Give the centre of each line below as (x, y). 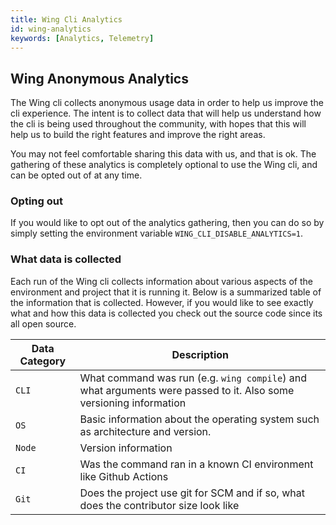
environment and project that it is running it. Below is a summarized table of (166, 292)
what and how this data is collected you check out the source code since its (166, 313)
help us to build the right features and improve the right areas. (138, 135)
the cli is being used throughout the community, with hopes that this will (158, 124)
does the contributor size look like (159, 505)
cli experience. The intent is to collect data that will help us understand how (166, 113)
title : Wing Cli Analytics (66, 19)
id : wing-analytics (51, 29)
